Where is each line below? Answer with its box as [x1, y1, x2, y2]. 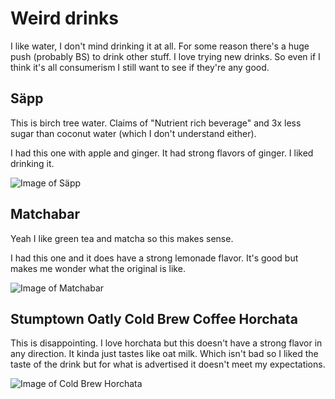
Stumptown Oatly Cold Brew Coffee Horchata [10, 310, 298, 327]
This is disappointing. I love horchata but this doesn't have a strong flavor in [10, 337, 323, 349]
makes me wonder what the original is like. [10, 262, 186, 274]
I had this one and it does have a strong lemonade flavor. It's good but [10, 252, 299, 264]
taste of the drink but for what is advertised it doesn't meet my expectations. [10, 358, 326, 371]
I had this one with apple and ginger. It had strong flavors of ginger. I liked [10, 147, 314, 159]
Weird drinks [10, 7, 120, 30]
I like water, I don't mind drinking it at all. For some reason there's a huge [10, 40, 310, 52]
